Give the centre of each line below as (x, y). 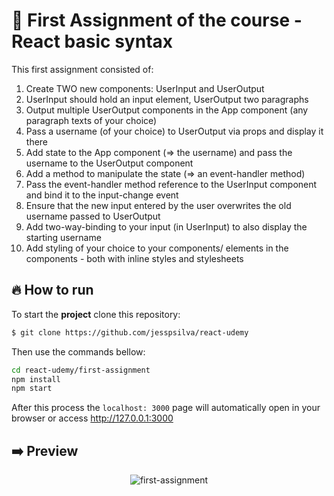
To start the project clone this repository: (96, 314)
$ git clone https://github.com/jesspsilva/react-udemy (130, 332)
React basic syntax (92, 41)
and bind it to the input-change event (102, 195)
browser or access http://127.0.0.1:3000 (92, 418)
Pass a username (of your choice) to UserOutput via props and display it (174, 131)
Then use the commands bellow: (78, 351)
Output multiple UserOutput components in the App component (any (167, 110)
